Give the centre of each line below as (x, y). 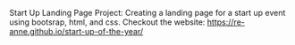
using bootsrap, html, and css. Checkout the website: (107, 22)
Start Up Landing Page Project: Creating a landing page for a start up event (147, 13)
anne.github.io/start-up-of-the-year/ (76, 31)
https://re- (226, 22)
